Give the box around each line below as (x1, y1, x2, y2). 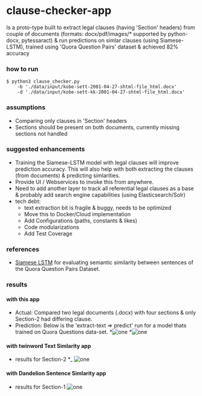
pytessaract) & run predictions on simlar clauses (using (21, 36, 159, 44)
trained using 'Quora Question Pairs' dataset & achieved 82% (25, 43, 178, 50)
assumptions (6, 103, 46, 112)
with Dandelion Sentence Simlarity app (6, 370, 106, 377)
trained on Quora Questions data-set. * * (15, 329, 132, 336)
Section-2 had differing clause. (15, 315, 93, 323)
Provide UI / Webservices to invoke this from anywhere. (15, 178, 154, 185)
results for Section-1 (15, 383, 66, 391)
